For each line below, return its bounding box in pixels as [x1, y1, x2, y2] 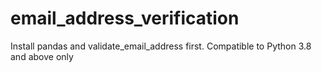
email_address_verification [10, 7, 240, 30]
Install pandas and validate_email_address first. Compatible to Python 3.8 [10, 40, 312, 52]
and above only [10, 50, 74, 62]
